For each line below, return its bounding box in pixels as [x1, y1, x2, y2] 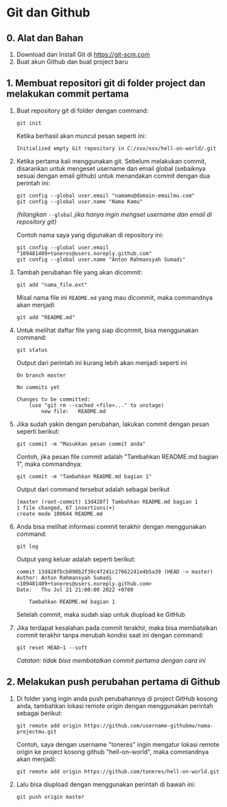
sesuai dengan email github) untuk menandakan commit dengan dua [16, 172, 211, 180]
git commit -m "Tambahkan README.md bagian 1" [16, 473, 152, 480]
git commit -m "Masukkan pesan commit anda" [16, 441, 146, 447]
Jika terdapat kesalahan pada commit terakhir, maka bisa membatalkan [16, 623, 217, 632]
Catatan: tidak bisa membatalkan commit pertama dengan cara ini [16, 656, 206, 664]
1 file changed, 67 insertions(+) [16, 504, 115, 511]
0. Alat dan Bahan [6, 32, 84, 44]
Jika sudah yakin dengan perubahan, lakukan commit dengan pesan [16, 420, 210, 428]
